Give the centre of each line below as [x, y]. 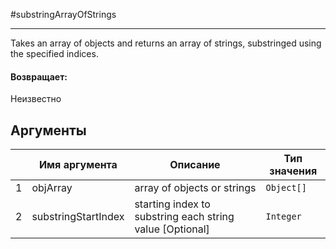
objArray [52, 188]
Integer [283, 217]
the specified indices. [54, 53]
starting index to [172, 204]
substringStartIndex [78, 217]
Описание [195, 165]
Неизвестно [36, 99]
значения [293, 171]
